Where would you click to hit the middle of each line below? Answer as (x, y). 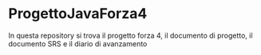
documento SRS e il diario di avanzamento (78, 43)
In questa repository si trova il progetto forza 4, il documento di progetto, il (130, 35)
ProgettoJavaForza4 (78, 14)
